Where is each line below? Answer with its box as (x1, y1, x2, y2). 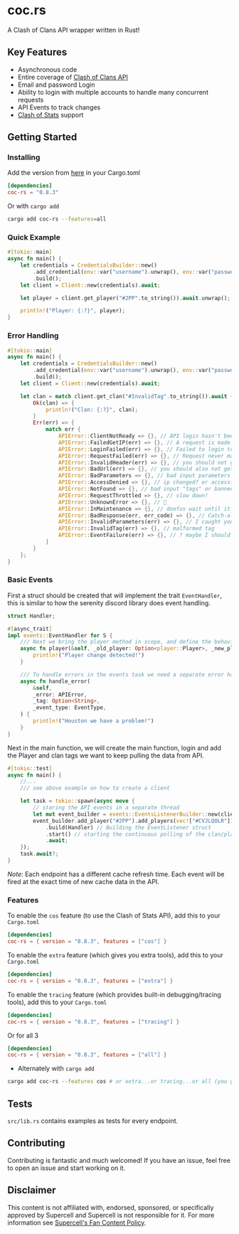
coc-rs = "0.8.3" (7, 189, 59, 196)
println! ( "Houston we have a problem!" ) (33, 718, 154, 725)
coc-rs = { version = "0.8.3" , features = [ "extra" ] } (7, 977, 174, 984)
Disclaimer (7, 1184, 56, 1196)
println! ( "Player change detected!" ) (33, 651, 144, 659)
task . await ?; (20, 851, 59, 858)
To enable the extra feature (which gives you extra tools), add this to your (7, 951, 224, 959)
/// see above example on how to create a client (20, 784, 171, 792)
